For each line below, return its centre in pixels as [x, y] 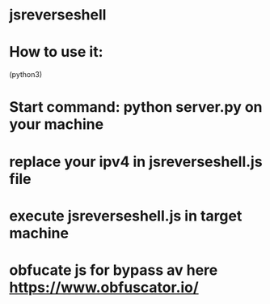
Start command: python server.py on [136, 107]
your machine [57, 124]
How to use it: [56, 52]
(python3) [26, 75]
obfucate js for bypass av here [114, 270]
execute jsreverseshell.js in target [126, 216]
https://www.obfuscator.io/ [104, 287]
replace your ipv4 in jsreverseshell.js [136, 162]
